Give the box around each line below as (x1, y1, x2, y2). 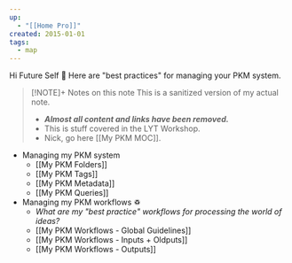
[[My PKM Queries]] (35, 188, 109, 198)
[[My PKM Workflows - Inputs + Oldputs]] (35, 235, 188, 245)
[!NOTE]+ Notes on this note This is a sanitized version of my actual (30, 88, 280, 98)
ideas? (35, 216, 60, 227)
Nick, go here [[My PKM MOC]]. (43, 133, 162, 143)
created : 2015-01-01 (9, 29, 86, 38)
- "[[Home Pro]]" (17, 21, 82, 30)
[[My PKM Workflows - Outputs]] (35, 244, 157, 255)
